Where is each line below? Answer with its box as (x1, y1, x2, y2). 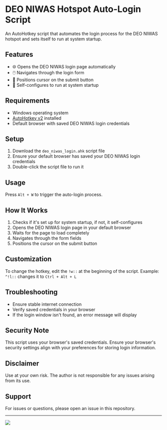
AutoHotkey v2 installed (12, 115, 62, 121)
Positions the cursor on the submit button (12, 240, 97, 246)
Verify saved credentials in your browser (12, 306, 95, 312)
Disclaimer (5, 359, 39, 368)
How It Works (5, 206, 48, 215)
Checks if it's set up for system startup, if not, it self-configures (12, 219, 143, 225)
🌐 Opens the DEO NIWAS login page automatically (12, 63, 116, 69)
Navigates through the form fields (12, 235, 82, 241)
